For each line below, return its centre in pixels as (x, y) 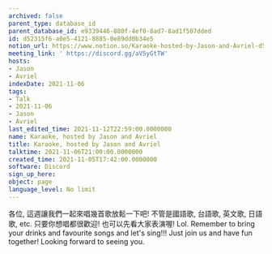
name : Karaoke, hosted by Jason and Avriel (83, 136)
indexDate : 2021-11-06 (47, 84)
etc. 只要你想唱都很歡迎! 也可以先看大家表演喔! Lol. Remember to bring (137, 223)
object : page (30, 182)
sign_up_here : (32, 174)
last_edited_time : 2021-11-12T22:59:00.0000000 (90, 129)
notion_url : (28, 46)
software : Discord (39, 167)
